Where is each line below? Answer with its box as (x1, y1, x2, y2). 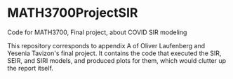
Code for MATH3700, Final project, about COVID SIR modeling (7, 28, 187, 36)
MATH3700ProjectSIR (7, 5, 138, 21)
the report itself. (7, 64, 54, 72)
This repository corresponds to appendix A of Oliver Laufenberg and (7, 41, 206, 50)
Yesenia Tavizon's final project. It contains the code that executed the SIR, (7, 49, 222, 57)
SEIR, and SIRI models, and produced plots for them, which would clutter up (7, 56, 227, 64)
